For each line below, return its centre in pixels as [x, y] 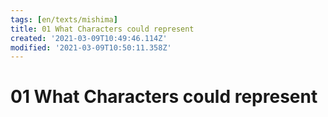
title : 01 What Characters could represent [102, 29]
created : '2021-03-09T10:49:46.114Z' [89, 38]
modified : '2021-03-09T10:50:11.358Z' [91, 47]
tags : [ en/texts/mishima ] [64, 19]
